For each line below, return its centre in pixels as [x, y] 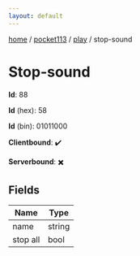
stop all [26, 240]
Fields [24, 190]
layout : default [36, 16]
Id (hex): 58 [28, 110]
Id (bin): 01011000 [38, 126]
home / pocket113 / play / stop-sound [70, 39]
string [59, 227]
